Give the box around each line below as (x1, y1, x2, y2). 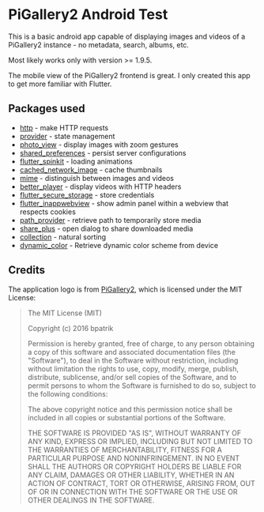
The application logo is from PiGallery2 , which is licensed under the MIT (8, 284, 243, 294)
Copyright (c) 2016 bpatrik (27, 323, 114, 333)
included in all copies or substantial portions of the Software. (27, 412, 226, 422)
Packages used (8, 102, 85, 115)
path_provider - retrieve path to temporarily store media (19, 215, 202, 224)
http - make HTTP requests (19, 122, 109, 132)
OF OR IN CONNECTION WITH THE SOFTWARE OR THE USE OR (27, 487, 238, 496)
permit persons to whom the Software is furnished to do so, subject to (27, 381, 257, 390)
